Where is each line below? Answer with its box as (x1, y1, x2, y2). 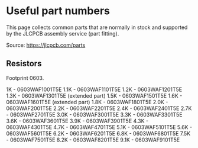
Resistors (6, 59, 42, 69)
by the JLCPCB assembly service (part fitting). (6, 30, 119, 37)
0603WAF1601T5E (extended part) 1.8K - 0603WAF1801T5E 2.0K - (6, 98, 168, 105)
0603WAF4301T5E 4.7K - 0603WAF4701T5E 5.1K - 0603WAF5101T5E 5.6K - (6, 123, 193, 131)
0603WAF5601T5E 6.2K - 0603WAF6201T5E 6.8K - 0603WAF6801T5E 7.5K (6, 130, 191, 137)
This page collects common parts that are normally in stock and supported (6, 24, 188, 31)
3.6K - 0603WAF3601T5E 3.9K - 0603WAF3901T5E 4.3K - (6, 117, 149, 124)
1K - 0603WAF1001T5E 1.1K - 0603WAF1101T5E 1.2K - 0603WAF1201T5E (6, 86, 182, 93)
